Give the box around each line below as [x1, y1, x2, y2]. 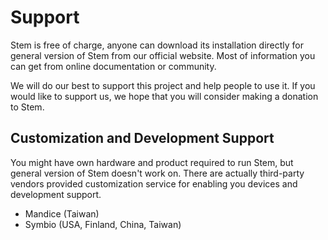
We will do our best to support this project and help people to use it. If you [10, 79, 316, 91]
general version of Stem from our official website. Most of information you [10, 49, 316, 61]
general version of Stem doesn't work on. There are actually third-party [10, 167, 305, 179]
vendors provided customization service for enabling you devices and [10, 177, 298, 190]
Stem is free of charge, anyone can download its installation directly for [10, 39, 305, 51]
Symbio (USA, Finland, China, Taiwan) [24, 218, 182, 230]
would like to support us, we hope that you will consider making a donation [10, 90, 319, 102]
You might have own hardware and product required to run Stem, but [10, 156, 294, 168]
